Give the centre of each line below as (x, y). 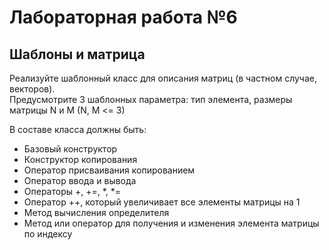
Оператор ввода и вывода (80, 180)
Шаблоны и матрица (77, 54)
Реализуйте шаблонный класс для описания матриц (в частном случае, (163, 78)
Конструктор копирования (80, 159)
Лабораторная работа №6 (123, 17)
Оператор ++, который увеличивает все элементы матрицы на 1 (162, 202)
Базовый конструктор (70, 149)
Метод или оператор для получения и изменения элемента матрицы (171, 223)
